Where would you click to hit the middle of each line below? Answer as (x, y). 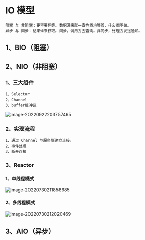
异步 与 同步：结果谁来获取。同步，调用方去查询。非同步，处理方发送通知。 (74, 31)
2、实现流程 (20, 129)
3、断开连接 (16, 152)
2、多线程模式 (20, 203)
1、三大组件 (20, 82)
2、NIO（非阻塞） (34, 67)
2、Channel (17, 100)
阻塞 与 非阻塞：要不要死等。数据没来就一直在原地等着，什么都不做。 (68, 25)
